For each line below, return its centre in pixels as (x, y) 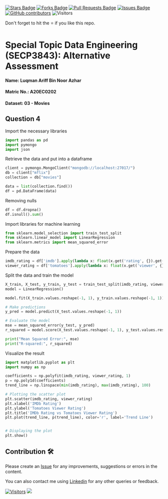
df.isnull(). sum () (24, 214)
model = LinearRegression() (34, 289)
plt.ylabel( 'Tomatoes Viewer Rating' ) (45, 408)
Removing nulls (21, 200)
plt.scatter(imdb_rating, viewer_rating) (49, 399)
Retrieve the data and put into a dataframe (49, 159)
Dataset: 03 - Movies (27, 103)
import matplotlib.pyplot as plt (40, 362)
